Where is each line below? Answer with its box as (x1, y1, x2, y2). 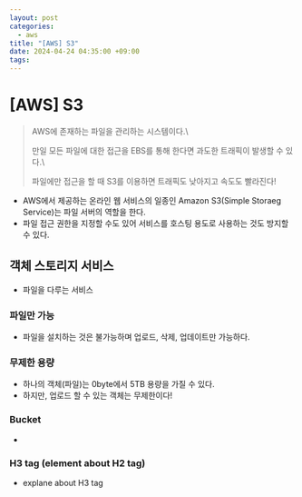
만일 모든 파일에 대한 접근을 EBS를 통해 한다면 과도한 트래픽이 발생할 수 (31, 144, 284, 155)
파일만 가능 (9, 309, 55, 322)
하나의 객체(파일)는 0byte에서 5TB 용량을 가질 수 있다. (22, 379, 215, 390)
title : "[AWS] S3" (9, 38, 79, 48)
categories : (9, 22, 54, 31)
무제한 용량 (9, 356, 55, 369)
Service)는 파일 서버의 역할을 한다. (22, 206, 147, 217)
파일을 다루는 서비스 (22, 283, 93, 295)
